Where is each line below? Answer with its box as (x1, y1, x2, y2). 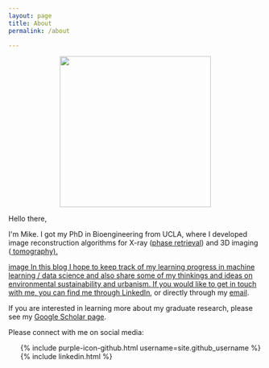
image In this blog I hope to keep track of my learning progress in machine (8, 263, 255, 272)
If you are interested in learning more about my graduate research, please (8, 304, 254, 313)
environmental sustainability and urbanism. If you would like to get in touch (8, 279, 257, 289)
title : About (8, 19, 52, 27)
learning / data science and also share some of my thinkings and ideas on (8, 271, 254, 280)
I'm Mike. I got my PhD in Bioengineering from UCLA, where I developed (8, 229, 248, 239)
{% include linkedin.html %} (19, 352, 113, 362)
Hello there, (8, 214, 47, 224)
